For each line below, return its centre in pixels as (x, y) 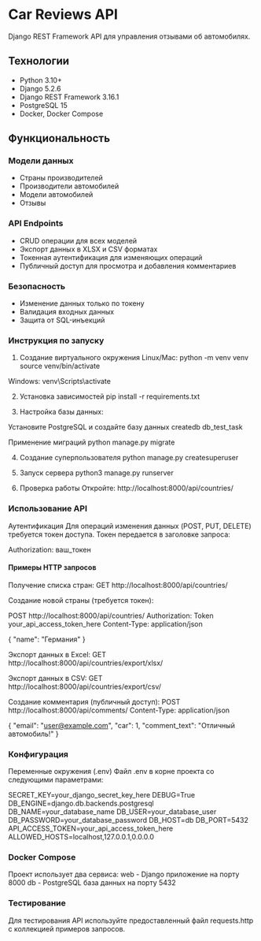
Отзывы (33, 203)
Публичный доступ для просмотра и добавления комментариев (128, 266)
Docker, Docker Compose (61, 113)
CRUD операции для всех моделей (78, 240)
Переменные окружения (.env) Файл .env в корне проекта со (111, 772)
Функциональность (59, 138)
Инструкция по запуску (56, 340)
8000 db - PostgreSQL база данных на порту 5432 (92, 883)
